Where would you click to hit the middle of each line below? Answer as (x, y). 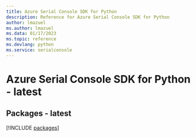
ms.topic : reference (31, 39)
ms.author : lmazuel (30, 28)
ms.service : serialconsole (39, 50)
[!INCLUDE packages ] (33, 128)
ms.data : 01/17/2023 (31, 34)
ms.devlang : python (30, 45)
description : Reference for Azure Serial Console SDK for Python (88, 17)
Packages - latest (39, 114)
